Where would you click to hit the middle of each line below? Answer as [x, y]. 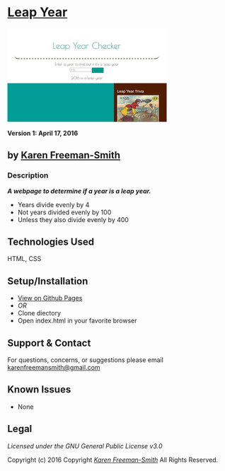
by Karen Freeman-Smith [64, 155]
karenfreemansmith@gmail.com [54, 368]
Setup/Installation [48, 281]
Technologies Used [51, 242]
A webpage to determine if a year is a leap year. [79, 191]
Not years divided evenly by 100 [64, 212]
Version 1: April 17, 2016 [43, 133]
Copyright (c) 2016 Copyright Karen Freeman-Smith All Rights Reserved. [113, 460]
